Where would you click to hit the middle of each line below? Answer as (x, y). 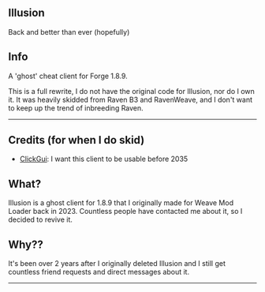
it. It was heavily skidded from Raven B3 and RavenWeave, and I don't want (131, 99)
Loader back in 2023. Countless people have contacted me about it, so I (125, 212)
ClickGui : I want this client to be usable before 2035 (104, 159)
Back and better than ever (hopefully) (69, 32)
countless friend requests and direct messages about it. (99, 272)
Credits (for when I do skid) (77, 140)
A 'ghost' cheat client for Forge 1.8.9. (68, 76)
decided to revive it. (41, 219)
